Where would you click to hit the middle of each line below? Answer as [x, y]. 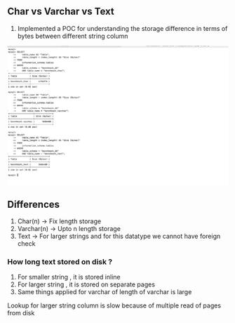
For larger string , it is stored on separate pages [86, 284]
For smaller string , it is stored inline [69, 277]
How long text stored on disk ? [60, 262]
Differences [34, 204]
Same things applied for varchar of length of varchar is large [105, 292]
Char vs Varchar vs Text [61, 12]
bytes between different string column [73, 36]
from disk [21, 313]
